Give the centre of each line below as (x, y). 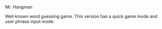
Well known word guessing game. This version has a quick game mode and (81, 16)
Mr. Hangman (19, 7)
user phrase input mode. (30, 22)
